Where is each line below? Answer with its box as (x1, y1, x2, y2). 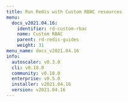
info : (6, 53, 20, 59)
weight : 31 (17, 43, 44, 49)
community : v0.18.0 (11, 70, 61, 76)
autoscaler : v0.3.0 (11, 59, 61, 65)
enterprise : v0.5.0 (11, 76, 61, 82)
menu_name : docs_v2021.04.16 (6, 48, 79, 54)
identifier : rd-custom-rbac (17, 25, 87, 32)
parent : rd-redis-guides (17, 37, 79, 43)
